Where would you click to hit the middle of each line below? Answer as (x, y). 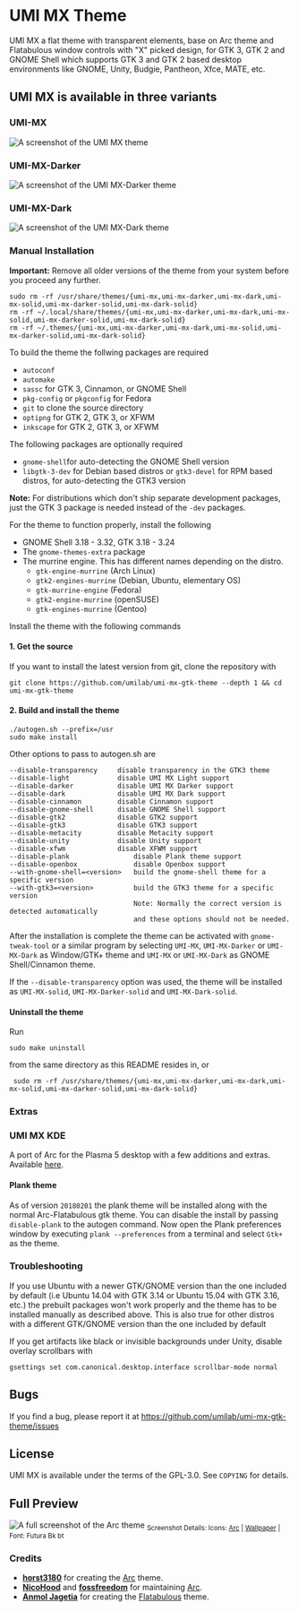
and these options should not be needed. (212, 919)
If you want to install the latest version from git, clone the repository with (143, 666)
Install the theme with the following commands (95, 626)
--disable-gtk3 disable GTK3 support (104, 825)
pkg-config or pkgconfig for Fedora (87, 398)
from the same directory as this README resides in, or (109, 1065)
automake (38, 380)
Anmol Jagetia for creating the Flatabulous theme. (115, 1597)
